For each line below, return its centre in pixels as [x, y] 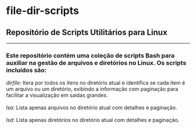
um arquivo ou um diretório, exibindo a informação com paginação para [92, 89]
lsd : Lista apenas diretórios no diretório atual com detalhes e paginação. [93, 120]
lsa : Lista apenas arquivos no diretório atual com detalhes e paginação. [92, 108]
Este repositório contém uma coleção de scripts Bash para [90, 55]
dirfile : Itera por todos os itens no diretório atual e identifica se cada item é [96, 83]
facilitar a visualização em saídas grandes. [57, 95]
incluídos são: [26, 70]
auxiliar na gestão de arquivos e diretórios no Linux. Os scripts [96, 62]
